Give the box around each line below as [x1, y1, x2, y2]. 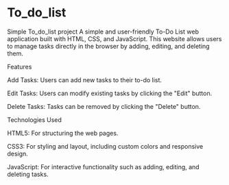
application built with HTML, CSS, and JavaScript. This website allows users [7, 34, 222, 42]
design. [7, 149, 29, 158]
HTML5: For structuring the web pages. [7, 129, 119, 137]
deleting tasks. [7, 170, 49, 178]
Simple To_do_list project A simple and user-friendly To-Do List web [7, 27, 199, 36]
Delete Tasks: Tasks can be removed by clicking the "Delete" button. [7, 102, 201, 110]
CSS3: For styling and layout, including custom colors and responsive [7, 142, 204, 150]
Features [7, 62, 32, 71]
